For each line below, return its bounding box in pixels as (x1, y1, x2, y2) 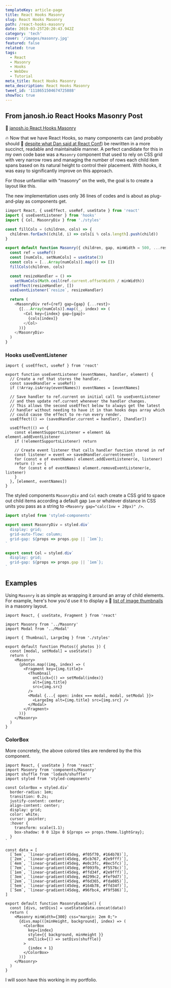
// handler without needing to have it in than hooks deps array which (10, 408, 165, 413)
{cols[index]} (27, 316, 58, 321)
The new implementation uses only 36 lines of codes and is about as (5, 193, 149, 199)
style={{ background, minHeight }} (27, 932, 103, 938)
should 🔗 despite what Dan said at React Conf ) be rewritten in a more (5, 141, 150, 147)
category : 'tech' (5, 31, 42, 36)
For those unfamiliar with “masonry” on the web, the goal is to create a (5, 178, 154, 184)
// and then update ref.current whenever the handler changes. (10, 399, 147, 404)
